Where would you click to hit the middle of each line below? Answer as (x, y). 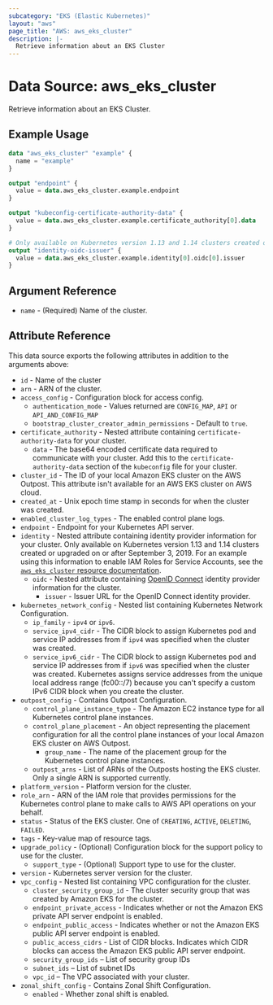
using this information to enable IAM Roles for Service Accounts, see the (141, 561)
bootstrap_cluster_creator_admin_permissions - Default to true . (140, 423)
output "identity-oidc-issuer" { (65, 250)
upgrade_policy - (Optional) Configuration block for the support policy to (141, 846)
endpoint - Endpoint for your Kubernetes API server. (107, 527)
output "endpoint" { (43, 183)
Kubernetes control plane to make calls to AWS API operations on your (138, 803)
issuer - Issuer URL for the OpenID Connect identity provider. (147, 596)
